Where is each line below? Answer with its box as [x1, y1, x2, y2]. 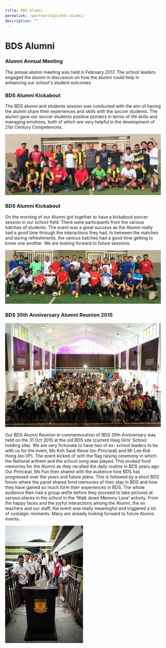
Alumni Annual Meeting [5, 58, 63, 65]
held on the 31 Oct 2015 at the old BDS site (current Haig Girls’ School [5, 437, 147, 443]
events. [5, 516, 20, 522]
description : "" [5, 18, 39, 23]
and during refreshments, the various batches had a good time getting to [5, 235, 153, 241]
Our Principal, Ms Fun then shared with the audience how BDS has [5, 468, 141, 474]
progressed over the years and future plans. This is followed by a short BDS [5, 474, 160, 480]
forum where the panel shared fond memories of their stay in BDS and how [5, 479, 158, 485]
